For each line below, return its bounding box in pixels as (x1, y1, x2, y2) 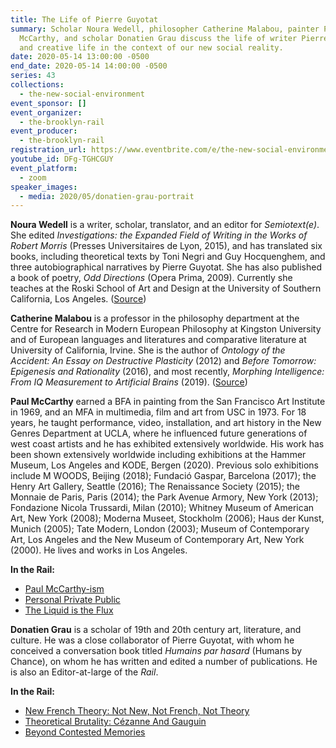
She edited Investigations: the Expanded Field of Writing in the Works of (10, 229, 308, 241)
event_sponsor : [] (10, 98, 87, 108)
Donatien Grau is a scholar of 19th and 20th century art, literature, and (10, 624, 302, 636)
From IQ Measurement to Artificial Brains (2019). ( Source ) (10, 376, 248, 388)
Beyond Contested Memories (24, 726, 146, 738)
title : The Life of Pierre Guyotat (10, 14, 159, 25)
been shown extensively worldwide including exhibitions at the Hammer (10, 449, 307, 461)
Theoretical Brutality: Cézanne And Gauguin (24, 716, 207, 728)
